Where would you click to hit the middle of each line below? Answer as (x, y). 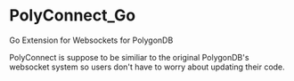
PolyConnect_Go (73, 16)
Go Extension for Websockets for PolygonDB (91, 40)
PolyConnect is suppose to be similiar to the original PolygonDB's (129, 57)
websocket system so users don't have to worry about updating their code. (147, 67)
